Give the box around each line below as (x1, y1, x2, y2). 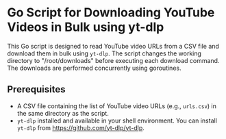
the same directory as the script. (16, 109, 110, 117)
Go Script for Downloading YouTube (7, 5, 215, 21)
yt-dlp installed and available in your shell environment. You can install (16, 116, 218, 125)
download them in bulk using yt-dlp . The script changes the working (7, 49, 202, 58)
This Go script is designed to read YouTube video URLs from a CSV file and (7, 42, 219, 50)
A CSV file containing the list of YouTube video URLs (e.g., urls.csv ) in (16, 101, 217, 110)
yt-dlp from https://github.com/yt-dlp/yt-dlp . (16, 123, 145, 131)
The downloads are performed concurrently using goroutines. (7, 64, 181, 72)
